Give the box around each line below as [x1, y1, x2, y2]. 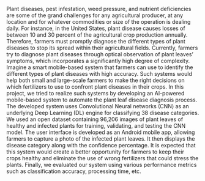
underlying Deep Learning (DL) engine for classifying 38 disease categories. [6, 109, 199, 116]
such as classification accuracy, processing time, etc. [6, 168, 141, 175]
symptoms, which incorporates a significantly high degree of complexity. [6, 57, 190, 64]
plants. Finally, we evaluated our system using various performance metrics [6, 161, 197, 168]
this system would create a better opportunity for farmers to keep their [6, 148, 185, 155]
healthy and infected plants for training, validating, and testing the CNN [6, 122, 186, 129]
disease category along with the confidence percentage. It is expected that [6, 142, 196, 149]
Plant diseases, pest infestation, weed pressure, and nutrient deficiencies [6, 6, 192, 12]
